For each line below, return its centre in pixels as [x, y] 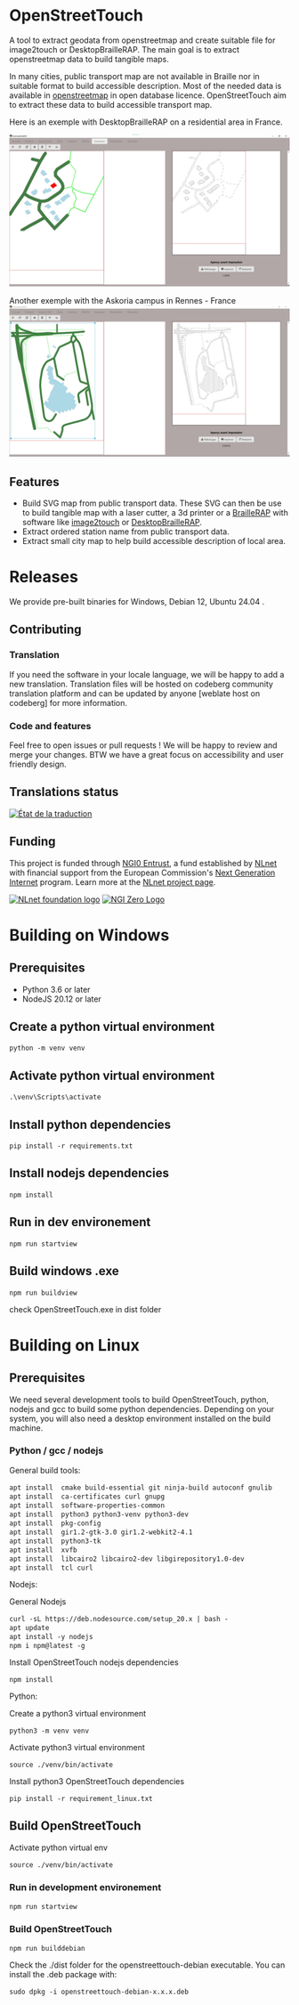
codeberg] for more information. [68, 702]
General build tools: [45, 1470]
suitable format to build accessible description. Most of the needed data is [145, 85]
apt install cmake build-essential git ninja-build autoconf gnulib [141, 1488]
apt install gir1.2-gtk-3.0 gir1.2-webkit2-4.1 [101, 1532]
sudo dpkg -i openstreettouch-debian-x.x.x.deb [99, 1992]
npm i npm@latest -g [48, 1645]
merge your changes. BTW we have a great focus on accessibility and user [147, 755]
